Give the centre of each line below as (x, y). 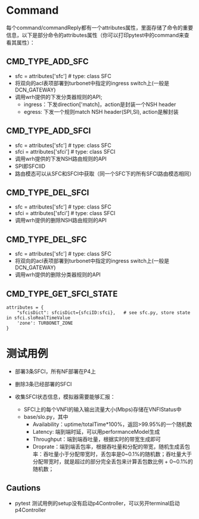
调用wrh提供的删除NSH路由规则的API (61, 220)
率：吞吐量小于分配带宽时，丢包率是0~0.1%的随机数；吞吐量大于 (112, 454)
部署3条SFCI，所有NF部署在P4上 (55, 371)
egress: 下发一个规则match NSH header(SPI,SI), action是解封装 (101, 111)
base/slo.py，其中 (46, 417)
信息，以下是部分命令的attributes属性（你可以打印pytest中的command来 (95, 35)
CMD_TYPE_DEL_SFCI (48, 192)
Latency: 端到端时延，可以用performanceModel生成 (96, 431)
